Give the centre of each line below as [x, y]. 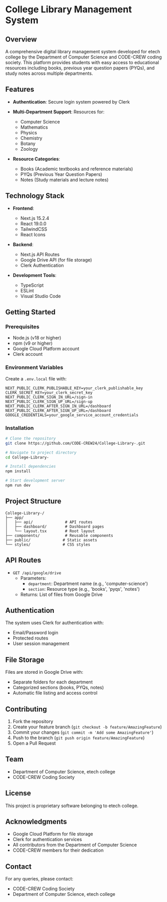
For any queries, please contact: [39, 879]
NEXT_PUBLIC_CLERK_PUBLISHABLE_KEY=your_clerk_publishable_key [74, 388]
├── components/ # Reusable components [59, 535]
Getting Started [30, 312]
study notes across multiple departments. [49, 73]
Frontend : [23, 208]
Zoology [29, 149]
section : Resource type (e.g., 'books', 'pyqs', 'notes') [84, 589]
